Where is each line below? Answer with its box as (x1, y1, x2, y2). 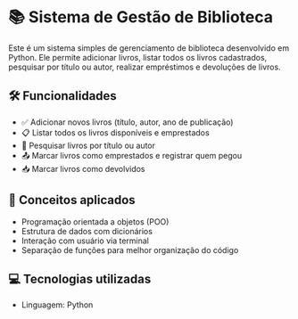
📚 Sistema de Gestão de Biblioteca (8, 7, 274, 28)
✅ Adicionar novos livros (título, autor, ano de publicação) (21, 117, 234, 127)
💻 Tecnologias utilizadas (8, 271, 152, 286)
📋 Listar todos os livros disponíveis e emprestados (21, 127, 211, 138)
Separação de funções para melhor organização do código (21, 244, 239, 255)
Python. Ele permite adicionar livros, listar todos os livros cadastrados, (8, 52, 268, 62)
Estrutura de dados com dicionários (21, 225, 153, 236)
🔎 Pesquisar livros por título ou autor (21, 140, 156, 151)
